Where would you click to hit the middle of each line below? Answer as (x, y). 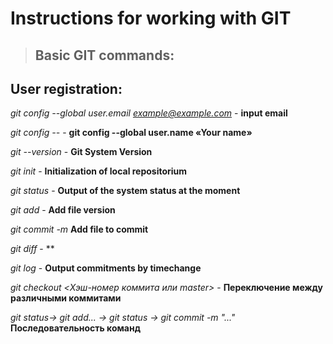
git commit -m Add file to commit (79, 229)
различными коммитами (66, 298)
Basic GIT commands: (104, 55)
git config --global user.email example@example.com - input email (149, 113)
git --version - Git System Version (81, 152)
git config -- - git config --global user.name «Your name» (131, 133)
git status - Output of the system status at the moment (125, 191)
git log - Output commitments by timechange (106, 268)
